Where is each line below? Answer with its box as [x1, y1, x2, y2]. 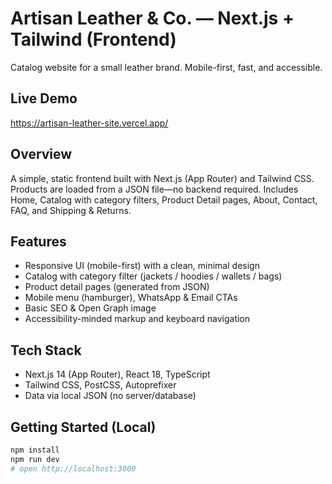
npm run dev [10, 454, 60, 464]
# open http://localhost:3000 [10, 463, 137, 474]
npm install [10, 445, 60, 455]
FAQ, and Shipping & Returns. [10, 204, 132, 216]
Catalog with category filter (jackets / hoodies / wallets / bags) [24, 270, 283, 282]
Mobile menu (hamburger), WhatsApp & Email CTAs [24, 292, 238, 304]
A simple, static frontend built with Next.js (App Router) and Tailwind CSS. [10, 172, 315, 184]
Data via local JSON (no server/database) [24, 390, 197, 402]
